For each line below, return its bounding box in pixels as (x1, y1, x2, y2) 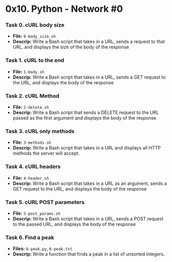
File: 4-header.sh (12, 175, 49, 181)
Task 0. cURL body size (5, 22, 65, 29)
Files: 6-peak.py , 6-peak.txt (12, 246, 73, 252)
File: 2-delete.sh (12, 104, 49, 110)
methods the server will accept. (12, 150, 80, 157)
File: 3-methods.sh (12, 139, 51, 145)
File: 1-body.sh (12, 68, 45, 74)
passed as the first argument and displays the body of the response (12, 115, 157, 121)
